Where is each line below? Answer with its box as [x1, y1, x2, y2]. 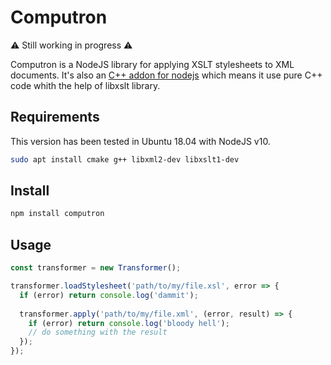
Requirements [10, 109, 100, 126]
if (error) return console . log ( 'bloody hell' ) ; [28, 318, 230, 328]
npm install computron [10, 209, 105, 219]
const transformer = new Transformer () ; [10, 263, 182, 273]
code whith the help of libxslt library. [10, 79, 161, 91]
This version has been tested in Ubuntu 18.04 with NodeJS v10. [10, 135, 271, 147]
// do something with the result [28, 327, 168, 338]
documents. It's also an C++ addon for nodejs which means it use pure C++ [10, 69, 323, 81]
